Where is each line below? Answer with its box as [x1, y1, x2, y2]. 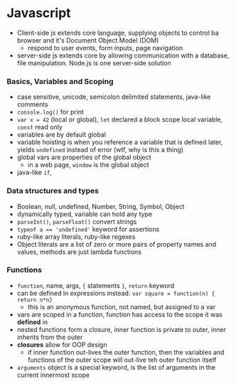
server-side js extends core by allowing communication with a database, [16, 51, 230, 60]
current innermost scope [16, 370, 90, 379]
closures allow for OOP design [16, 340, 107, 349]
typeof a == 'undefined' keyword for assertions [16, 225, 160, 233]
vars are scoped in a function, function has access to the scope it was [16, 310, 223, 318]
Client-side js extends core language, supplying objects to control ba [16, 28, 220, 37]
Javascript [6, 5, 72, 21]
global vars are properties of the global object [16, 153, 151, 161]
